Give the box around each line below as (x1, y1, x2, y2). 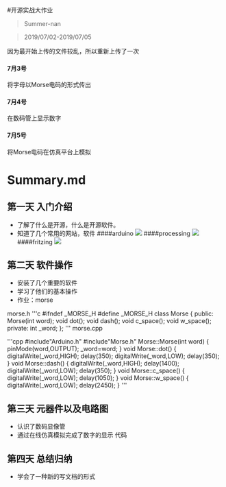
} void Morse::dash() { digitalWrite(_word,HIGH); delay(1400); (7, 359, 179, 368)
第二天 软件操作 (7, 259, 73, 271)
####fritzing (16, 237, 53, 246)
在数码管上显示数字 (7, 114, 62, 122)
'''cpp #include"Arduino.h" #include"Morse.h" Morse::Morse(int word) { (7, 337, 210, 346)
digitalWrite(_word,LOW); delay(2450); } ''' (7, 381, 127, 390)
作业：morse (16, 296, 53, 304)
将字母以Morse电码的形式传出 (7, 81, 91, 89)
